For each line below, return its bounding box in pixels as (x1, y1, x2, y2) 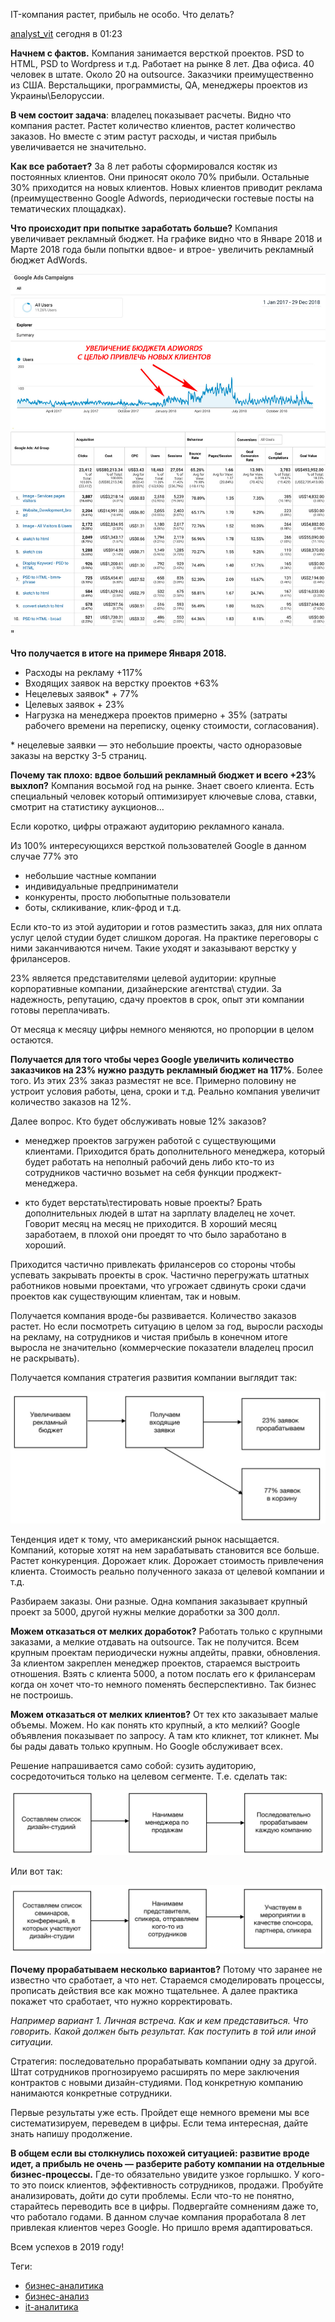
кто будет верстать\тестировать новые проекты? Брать (24, 1197, 263, 1209)
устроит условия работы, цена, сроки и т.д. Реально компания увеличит (10, 1085, 321, 1098)
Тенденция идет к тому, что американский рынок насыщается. (10, 1533, 280, 1545)
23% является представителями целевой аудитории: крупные (10, 972, 277, 984)
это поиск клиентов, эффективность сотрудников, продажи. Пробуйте (21, 2179, 324, 2191)
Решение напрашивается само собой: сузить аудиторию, (10, 1759, 257, 1771)
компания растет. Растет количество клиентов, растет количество (10, 120, 296, 131)
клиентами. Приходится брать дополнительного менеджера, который (24, 1145, 326, 1158)
